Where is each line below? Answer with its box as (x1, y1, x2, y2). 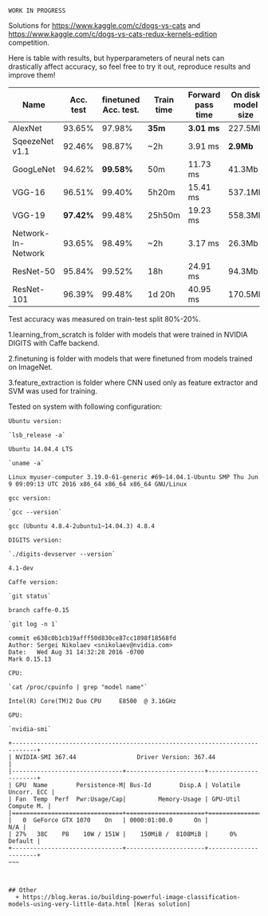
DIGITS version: (8, 536, 62, 544)
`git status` (8, 592, 52, 600)
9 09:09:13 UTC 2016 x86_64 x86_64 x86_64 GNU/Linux (8, 480, 187, 488)
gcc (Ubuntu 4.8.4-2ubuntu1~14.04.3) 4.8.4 (8, 522, 156, 530)
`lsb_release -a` (8, 431, 66, 439)
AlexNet (12, 123, 42, 134)
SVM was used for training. (8, 386, 98, 395)
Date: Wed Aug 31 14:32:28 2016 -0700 (8, 648, 145, 656)
